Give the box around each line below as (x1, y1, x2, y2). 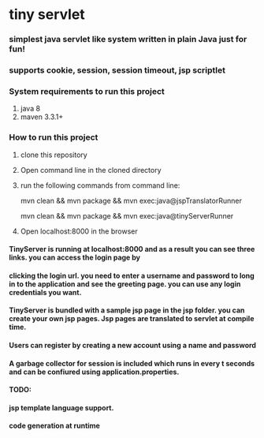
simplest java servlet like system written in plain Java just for (9, 34, 247, 45)
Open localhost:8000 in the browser (20, 226, 138, 236)
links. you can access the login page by (9, 253, 141, 262)
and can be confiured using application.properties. (9, 367, 180, 376)
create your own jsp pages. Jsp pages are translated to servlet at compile (9, 314, 255, 324)
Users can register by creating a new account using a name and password (9, 341, 257, 350)
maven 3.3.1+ (20, 112, 64, 122)
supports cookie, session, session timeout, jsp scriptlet (9, 65, 225, 76)
